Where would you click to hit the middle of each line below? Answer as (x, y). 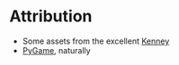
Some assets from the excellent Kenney (96, 41)
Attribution (51, 16)
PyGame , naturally (57, 50)
